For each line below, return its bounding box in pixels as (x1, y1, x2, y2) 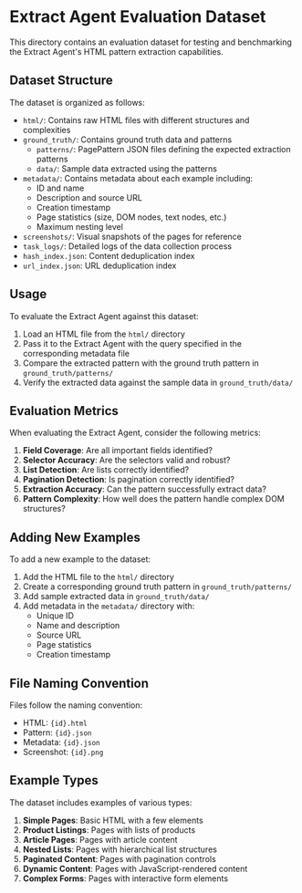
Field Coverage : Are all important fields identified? (22, 445, 213, 456)
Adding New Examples (9, 529, 141, 545)
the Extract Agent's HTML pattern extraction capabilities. (9, 46, 224, 57)
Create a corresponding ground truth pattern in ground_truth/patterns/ (22, 581, 292, 592)
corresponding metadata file (22, 348, 130, 358)
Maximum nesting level (36, 221, 123, 232)
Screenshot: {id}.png (22, 746, 104, 757)
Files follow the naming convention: (9, 700, 143, 711)
